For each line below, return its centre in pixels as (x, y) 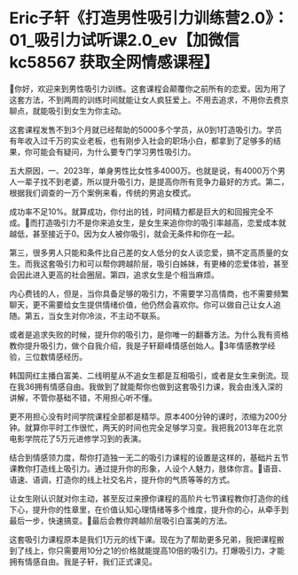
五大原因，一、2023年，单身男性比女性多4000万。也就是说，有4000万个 (143, 170)
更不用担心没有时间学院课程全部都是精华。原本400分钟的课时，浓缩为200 (144, 416)
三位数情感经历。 (55, 356)
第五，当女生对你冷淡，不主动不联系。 (94, 315)
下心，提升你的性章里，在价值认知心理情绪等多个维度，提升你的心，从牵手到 (149, 509)
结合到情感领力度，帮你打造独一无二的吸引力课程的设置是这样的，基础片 (141, 457)
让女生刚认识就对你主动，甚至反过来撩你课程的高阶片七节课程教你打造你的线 (149, 498)
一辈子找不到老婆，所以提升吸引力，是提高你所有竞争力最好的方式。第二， (153, 182)
